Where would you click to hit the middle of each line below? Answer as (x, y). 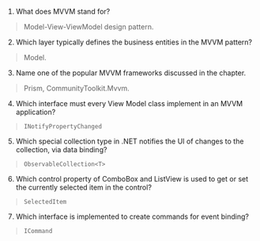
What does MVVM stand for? (63, 11)
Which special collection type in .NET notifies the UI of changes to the (130, 141)
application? (36, 112)
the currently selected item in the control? (84, 187)
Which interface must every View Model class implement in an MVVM (129, 103)
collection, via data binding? (61, 149)
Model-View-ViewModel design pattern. (89, 27)
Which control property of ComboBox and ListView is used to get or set (132, 179)
